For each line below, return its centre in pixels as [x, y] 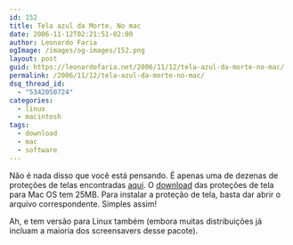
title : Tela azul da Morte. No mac [75, 26]
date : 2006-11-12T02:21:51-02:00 [71, 34]
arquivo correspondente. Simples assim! [83, 204]
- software [37, 150]
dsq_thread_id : [37, 84]
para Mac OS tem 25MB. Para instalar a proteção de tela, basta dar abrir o [145, 194]
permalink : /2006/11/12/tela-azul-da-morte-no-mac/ [107, 76]
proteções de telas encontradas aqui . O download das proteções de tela [142, 184]
